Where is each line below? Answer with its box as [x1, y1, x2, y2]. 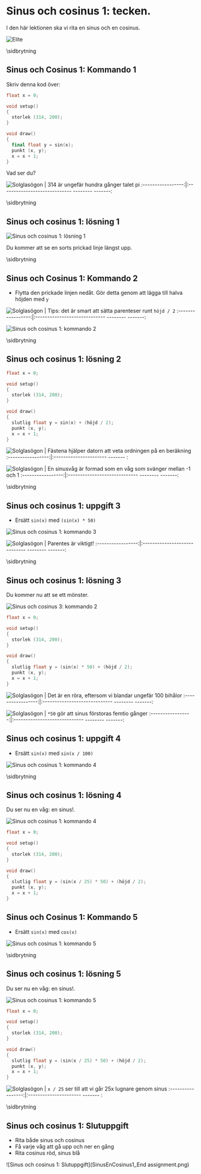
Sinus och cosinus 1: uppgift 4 [6, 734, 121, 744]
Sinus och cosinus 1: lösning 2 [6, 354, 121, 365]
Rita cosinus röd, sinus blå [14, 1149, 80, 1157]
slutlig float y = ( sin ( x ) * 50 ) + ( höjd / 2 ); [11, 664, 133, 670]
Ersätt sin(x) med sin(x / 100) [14, 749, 94, 757]
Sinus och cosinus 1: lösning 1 [6, 216, 120, 226]
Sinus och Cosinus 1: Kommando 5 [6, 912, 138, 922]
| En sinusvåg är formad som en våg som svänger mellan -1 [44, 465, 191, 473]
